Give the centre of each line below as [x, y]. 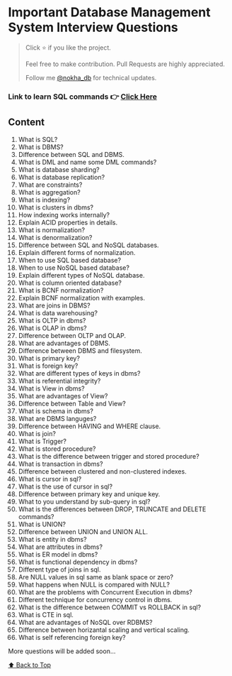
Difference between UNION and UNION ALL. [83, 531]
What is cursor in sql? [50, 479]
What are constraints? [50, 185]
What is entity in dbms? [52, 539]
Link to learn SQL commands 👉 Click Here [83, 97]
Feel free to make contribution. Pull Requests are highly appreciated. [125, 64]
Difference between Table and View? [72, 403]
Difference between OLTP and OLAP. [72, 335]
